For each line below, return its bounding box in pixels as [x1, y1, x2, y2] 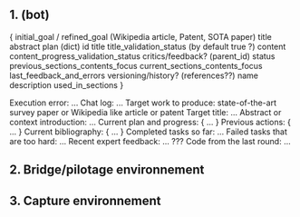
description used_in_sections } [9, 79, 124, 90]
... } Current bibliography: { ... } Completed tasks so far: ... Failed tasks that [9, 126, 287, 137]
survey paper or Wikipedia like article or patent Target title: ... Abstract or [9, 106, 282, 117]
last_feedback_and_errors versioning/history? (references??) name [9, 70, 258, 81]
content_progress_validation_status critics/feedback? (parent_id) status [9, 50, 276, 62]
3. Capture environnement [9, 192, 161, 208]
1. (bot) [9, 7, 50, 23]
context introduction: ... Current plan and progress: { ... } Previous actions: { [9, 116, 292, 127]
